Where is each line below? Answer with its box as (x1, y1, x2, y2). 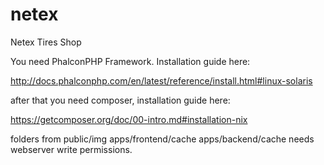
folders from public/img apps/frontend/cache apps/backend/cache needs (10, 133, 315, 145)
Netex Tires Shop (10, 36, 82, 48)
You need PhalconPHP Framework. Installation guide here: (10, 55, 251, 67)
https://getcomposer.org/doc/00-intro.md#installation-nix (10, 113, 248, 125)
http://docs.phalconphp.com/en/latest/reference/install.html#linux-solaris (10, 74, 313, 87)
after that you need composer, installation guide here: (10, 94, 231, 106)
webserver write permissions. (10, 143, 133, 155)
